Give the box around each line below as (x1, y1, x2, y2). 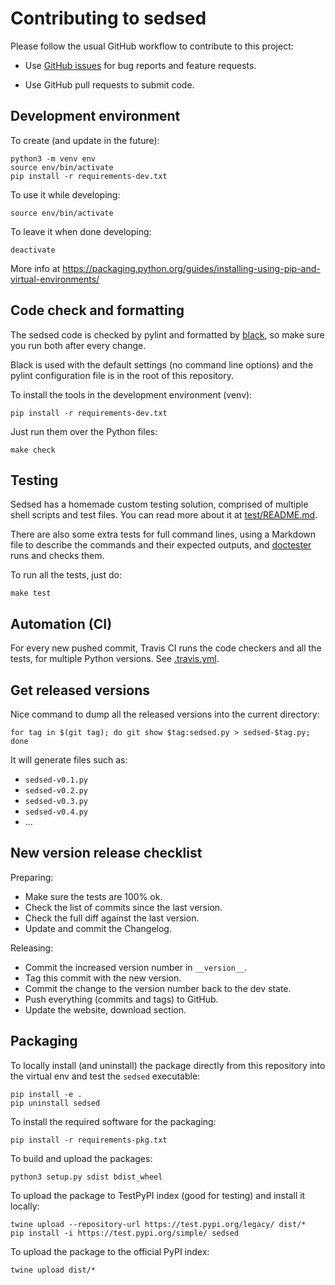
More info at (10, 262, 61, 274)
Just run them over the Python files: (10, 425, 158, 437)
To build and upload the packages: (10, 1152, 153, 1164)
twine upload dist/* (10, 1265, 97, 1275)
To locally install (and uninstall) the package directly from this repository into (10, 1059, 326, 1071)
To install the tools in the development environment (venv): (10, 388, 253, 401)
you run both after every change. (10, 339, 147, 351)
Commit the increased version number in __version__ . (24, 961, 248, 973)
